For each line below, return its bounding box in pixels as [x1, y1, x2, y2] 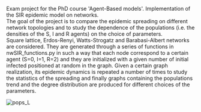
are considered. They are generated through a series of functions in [6, 43, 174, 50]
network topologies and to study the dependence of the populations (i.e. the [6, 24, 195, 31]
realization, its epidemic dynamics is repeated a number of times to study [6, 69, 188, 75]
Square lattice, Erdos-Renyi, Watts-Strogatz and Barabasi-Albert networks [6, 37, 190, 43]
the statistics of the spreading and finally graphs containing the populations [6, 74, 193, 82]
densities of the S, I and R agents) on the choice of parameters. [6, 30, 163, 38]
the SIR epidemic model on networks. [6, 11, 99, 18]
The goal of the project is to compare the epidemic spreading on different [6, 18, 188, 24]
